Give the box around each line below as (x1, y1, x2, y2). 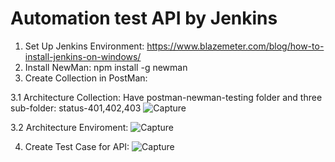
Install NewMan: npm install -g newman (24, 61, 188, 73)
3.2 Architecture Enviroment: (10, 121, 129, 133)
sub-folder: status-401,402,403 (10, 102, 142, 114)
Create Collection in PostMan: (24, 72, 148, 84)
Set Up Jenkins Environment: (24, 40, 145, 52)
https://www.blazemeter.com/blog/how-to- (146, 40, 325, 52)
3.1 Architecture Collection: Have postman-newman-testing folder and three (10, 91, 323, 103)
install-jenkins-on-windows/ (24, 50, 142, 62)
